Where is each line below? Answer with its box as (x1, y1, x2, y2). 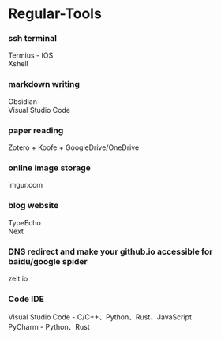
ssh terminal (8, 33, 58, 44)
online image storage (8, 162, 91, 173)
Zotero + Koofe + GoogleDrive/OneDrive (8, 143, 140, 152)
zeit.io (8, 274, 28, 283)
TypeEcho (8, 218, 41, 227)
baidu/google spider (8, 255, 88, 266)
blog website (8, 200, 59, 211)
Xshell (8, 59, 29, 69)
